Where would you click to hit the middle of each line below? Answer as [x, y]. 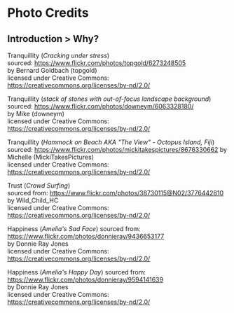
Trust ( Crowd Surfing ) [39, 186]
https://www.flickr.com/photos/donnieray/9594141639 [85, 279]
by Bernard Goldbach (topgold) [52, 70]
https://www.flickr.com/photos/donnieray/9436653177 [86, 236]
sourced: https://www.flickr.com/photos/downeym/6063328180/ [101, 106]
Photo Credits [48, 13]
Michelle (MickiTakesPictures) [51, 157]
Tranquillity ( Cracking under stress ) [58, 55]
